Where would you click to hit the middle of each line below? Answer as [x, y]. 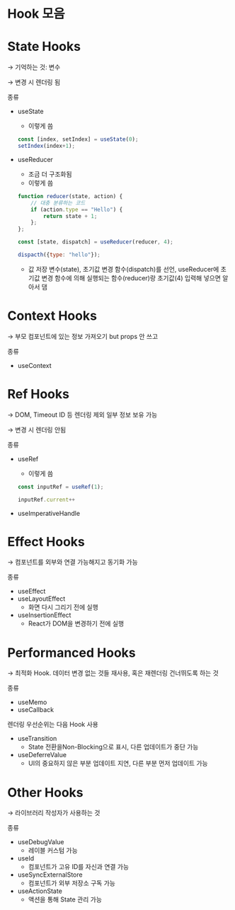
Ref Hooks [38, 394]
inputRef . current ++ [46, 500]
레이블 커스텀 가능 [53, 851]
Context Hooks [52, 316]
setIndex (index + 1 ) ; [46, 146]
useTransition [37, 739]
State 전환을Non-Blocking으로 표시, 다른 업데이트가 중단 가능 [113, 747]
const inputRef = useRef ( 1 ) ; [61, 487]
